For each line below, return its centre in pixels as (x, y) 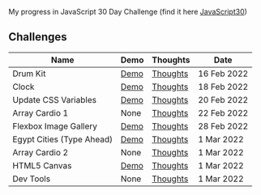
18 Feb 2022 (223, 87)
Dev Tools (32, 179)
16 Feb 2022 (223, 74)
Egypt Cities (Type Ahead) (63, 139)
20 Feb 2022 (223, 100)
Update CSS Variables (55, 100)
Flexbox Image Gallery (55, 126)
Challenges (38, 37)
